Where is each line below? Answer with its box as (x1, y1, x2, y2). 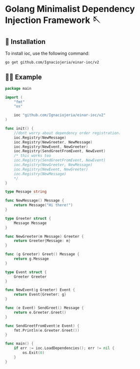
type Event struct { (5, 269, 47, 274)
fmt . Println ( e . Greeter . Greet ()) (14, 328, 80, 333)
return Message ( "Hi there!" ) (14, 203, 73, 208)
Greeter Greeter (14, 274, 47, 279)
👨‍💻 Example (5, 73, 42, 82)
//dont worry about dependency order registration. (14, 130, 121, 135)
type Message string (5, 189, 47, 194)
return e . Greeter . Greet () (14, 310, 67, 315)
